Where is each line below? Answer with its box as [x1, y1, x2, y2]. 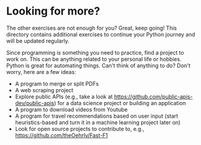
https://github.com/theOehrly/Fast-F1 [15, 132, 108, 139]
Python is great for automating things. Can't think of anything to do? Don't [6, 62, 191, 69]
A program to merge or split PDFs [15, 80, 99, 87]
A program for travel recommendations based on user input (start [15, 112, 179, 120]
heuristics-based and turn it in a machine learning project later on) [15, 118, 181, 126]
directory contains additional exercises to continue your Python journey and [6, 30, 196, 38]
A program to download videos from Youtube [15, 106, 128, 113]
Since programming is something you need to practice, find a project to [6, 49, 185, 56]
